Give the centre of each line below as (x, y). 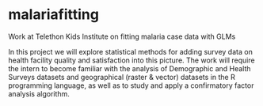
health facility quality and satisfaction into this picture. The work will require (131, 60)
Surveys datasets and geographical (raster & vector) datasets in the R (122, 77)
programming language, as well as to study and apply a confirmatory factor (131, 85)
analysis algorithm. (39, 93)
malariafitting (53, 15)
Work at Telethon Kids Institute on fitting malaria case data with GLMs (122, 36)
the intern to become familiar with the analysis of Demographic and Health (130, 68)
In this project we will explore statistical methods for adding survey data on (131, 51)
